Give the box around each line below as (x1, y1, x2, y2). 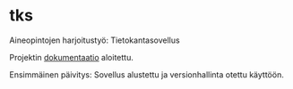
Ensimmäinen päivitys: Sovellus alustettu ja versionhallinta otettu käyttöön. (9, 69, 284, 80)
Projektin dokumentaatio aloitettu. (9, 52, 134, 62)
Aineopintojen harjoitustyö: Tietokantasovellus (9, 35, 181, 45)
